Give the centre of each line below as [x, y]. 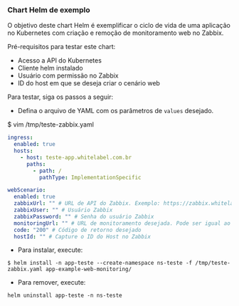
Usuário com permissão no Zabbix [68, 75]
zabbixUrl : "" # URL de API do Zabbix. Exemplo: [87, 204]
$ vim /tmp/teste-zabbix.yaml [51, 125]
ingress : [20, 138]
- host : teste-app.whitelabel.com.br [76, 157]
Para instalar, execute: [50, 250]
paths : [36, 164]
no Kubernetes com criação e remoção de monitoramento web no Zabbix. [116, 33]
